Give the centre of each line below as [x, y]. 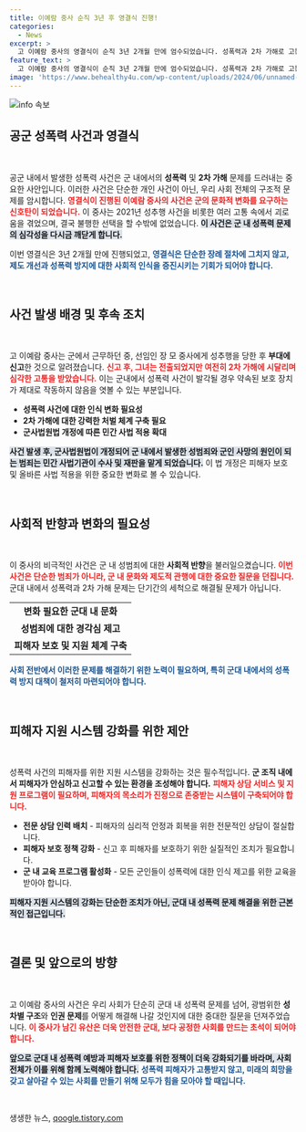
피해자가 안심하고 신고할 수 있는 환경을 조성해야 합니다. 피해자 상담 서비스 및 [152, 783]
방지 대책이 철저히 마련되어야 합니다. [83, 682]
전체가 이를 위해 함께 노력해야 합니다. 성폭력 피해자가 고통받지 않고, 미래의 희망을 [151, 1069]
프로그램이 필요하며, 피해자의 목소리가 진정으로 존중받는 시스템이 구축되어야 [151, 795]
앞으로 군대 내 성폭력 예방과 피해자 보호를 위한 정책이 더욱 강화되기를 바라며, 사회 [150, 1058]
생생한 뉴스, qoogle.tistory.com [66, 1117]
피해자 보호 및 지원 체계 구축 [71, 646]
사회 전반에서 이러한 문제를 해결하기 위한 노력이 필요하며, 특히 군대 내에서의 [141, 670]
